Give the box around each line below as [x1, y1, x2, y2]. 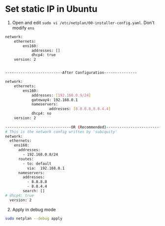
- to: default [23, 161, 52, 166]
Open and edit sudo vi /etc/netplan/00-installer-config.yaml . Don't [12, 20, 155, 25]
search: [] [23, 189, 45, 194]
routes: [18, 156, 34, 161]
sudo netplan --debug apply [5, 216, 63, 221]
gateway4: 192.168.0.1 [31, 97, 78, 102]
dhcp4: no [31, 111, 52, 116]
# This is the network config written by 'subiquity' [5, 129, 118, 134]
